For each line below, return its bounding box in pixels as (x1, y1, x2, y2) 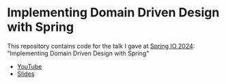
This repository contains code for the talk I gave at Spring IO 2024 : (7, 42, 195, 50)
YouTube (16, 62, 42, 70)
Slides (16, 70, 35, 78)
